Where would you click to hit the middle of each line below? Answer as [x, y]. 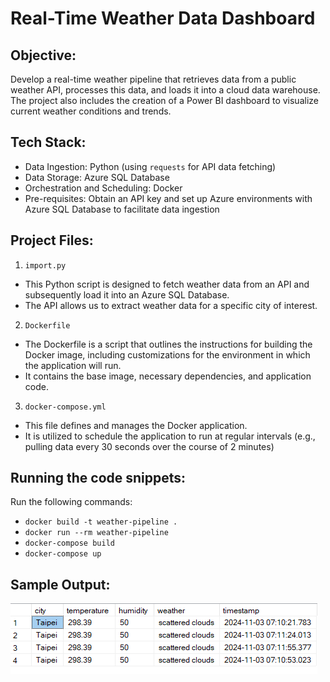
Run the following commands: [71, 502]
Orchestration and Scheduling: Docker [103, 188]
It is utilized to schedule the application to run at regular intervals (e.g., [170, 436]
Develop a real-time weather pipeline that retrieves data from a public [153, 79]
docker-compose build [69, 543]
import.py [45, 265]
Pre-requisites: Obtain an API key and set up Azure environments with [168, 198]
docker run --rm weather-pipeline [96, 533]
